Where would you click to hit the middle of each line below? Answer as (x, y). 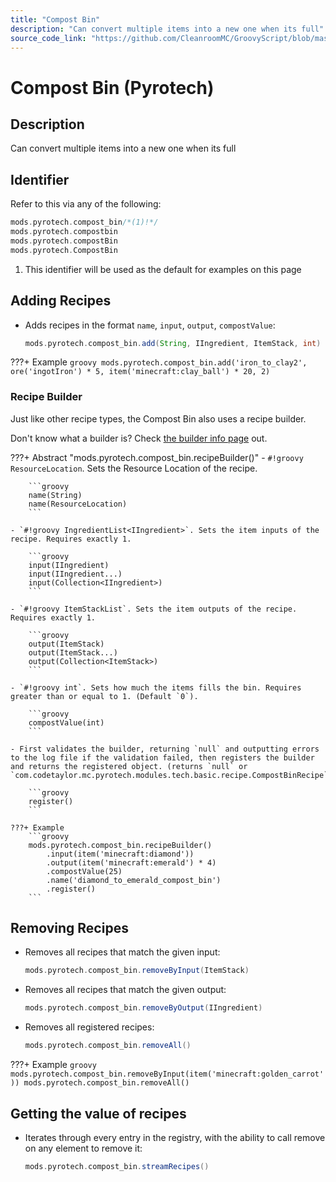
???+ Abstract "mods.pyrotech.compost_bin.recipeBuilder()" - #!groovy (157, 457)
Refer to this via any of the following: (86, 204)
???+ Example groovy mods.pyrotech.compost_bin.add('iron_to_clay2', (159, 362)
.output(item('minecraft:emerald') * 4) (131, 862)
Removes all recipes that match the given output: (125, 990)
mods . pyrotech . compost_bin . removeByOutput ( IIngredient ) (143, 1008)
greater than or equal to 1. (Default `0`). (104, 696)
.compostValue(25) (84, 871)
